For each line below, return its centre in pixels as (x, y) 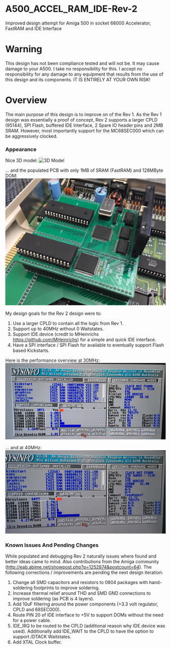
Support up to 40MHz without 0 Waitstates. (58, 329)
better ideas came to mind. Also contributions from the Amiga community (82, 562)
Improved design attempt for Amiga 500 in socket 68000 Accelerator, (78, 23)
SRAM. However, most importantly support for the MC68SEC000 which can (84, 130)
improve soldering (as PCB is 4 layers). (53, 599)
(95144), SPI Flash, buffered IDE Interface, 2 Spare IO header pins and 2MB (84, 125)
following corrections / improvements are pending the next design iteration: (84, 572)
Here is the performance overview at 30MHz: (53, 360)
